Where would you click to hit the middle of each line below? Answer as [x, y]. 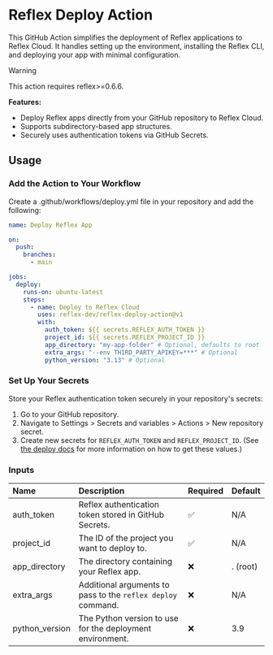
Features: [25, 102]
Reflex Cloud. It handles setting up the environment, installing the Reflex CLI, [136, 46]
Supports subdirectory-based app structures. [96, 126]
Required [206, 491]
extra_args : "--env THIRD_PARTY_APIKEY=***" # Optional [141, 352]
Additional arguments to [124, 585]
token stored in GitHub [121, 515]
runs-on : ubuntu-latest [63, 292]
